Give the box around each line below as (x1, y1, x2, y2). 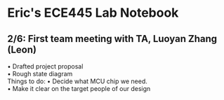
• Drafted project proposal (7, 62, 84, 71)
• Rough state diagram (7, 70, 73, 78)
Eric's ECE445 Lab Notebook (7, 5, 179, 21)
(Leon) (7, 43, 37, 55)
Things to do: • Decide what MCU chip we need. (7, 77, 147, 85)
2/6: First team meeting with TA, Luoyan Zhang (7, 33, 218, 45)
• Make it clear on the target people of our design (7, 85, 151, 92)
